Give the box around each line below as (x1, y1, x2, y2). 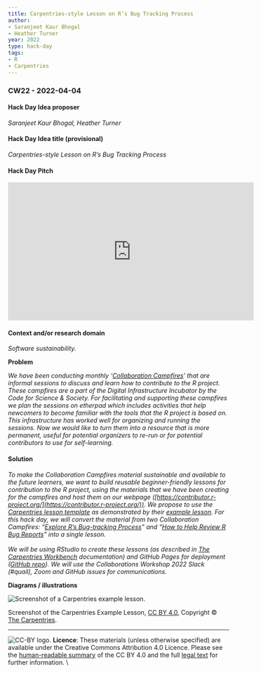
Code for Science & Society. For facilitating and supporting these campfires (8, 394, 227, 402)
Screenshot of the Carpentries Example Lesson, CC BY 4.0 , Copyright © (8, 608, 217, 616)
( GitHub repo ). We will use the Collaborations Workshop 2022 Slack (8, 559, 205, 568)
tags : (8, 50, 24, 57)
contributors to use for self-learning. (8, 439, 114, 447)
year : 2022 (8, 36, 40, 44)
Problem (8, 358, 34, 366)
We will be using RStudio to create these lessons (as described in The (8, 545, 210, 553)
